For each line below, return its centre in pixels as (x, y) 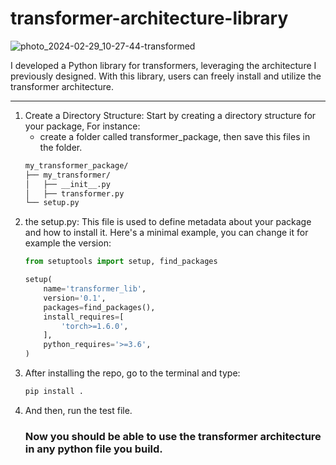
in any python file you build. (93, 449)
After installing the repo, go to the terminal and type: (132, 373)
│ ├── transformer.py (74, 193)
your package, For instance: (82, 126)
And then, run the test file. (78, 410)
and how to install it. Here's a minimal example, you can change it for (166, 233)
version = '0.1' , (75, 298)
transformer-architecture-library (149, 18)
